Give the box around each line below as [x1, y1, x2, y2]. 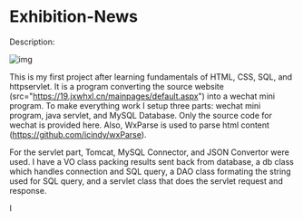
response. [9, 185, 47, 196]
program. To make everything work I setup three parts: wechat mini [9, 100, 261, 110]
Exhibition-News [9, 6, 139, 27]
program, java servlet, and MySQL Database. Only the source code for [9, 110, 272, 120]
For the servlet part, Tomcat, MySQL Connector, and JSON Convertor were [9, 147, 290, 158]
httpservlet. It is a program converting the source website [9, 81, 224, 91]
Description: [9, 36, 55, 47]
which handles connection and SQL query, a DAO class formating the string [9, 166, 292, 177]
